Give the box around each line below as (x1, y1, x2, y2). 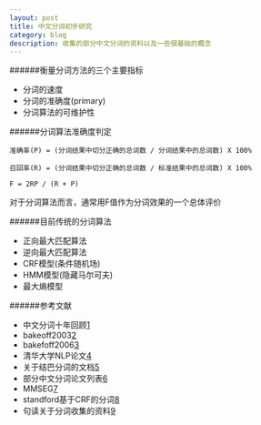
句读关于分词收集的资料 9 (22, 406, 116, 417)
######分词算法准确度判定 (9, 126, 112, 137)
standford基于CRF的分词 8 (22, 394, 120, 405)
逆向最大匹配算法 (22, 247, 87, 258)
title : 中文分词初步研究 (9, 22, 93, 31)
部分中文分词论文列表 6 (22, 373, 108, 384)
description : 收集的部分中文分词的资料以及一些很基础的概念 (9, 38, 212, 48)
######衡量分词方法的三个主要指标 (9, 65, 144, 76)
